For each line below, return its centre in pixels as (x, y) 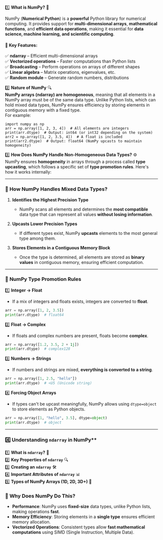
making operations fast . (36, 512)
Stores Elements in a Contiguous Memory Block (61, 247)
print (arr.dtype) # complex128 (38, 349)
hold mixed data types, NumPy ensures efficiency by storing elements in (77, 105)
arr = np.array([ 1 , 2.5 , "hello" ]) (41, 379)
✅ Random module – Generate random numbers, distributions (67, 78)
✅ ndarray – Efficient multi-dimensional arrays (51, 56)
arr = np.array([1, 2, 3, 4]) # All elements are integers (67, 129)
